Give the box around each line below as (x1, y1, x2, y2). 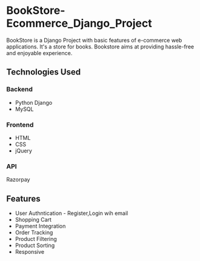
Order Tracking (15, 229, 53, 236)
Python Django (15, 99, 53, 106)
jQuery (15, 147, 32, 154)
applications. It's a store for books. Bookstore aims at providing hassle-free (6, 43, 195, 50)
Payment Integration (15, 222, 66, 230)
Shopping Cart (15, 216, 52, 223)
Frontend (6, 121, 34, 129)
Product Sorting (15, 242, 55, 249)
